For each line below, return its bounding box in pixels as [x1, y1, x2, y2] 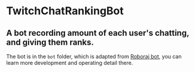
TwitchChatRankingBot [6, 4, 124, 18]
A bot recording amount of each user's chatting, [6, 28, 190, 38]
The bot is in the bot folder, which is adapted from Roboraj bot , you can [6, 53, 182, 60]
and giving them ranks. [6, 37, 94, 47]
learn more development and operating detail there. [6, 60, 133, 66]
